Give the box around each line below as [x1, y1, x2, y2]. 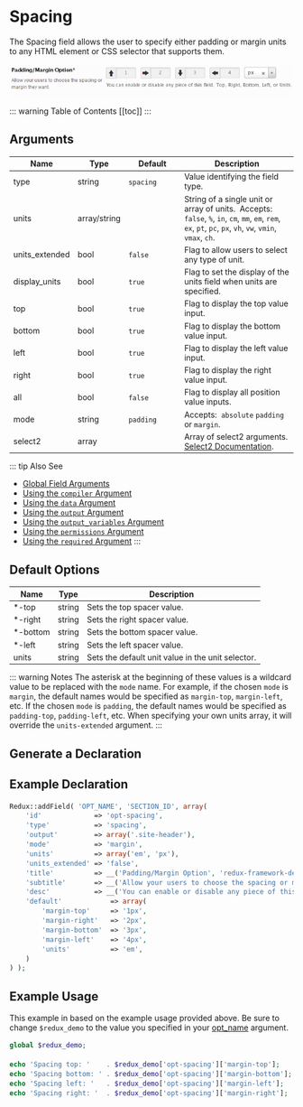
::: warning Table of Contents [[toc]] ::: [9, 106, 151, 116]
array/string [78, 212, 122, 223]
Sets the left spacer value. [87, 639, 183, 650]
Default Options [9, 562, 101, 577]
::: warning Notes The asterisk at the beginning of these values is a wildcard [9, 672, 291, 683]
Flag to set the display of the [184, 266, 290, 277]
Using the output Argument [22, 507, 124, 518]
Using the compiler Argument [22, 488, 133, 498]
